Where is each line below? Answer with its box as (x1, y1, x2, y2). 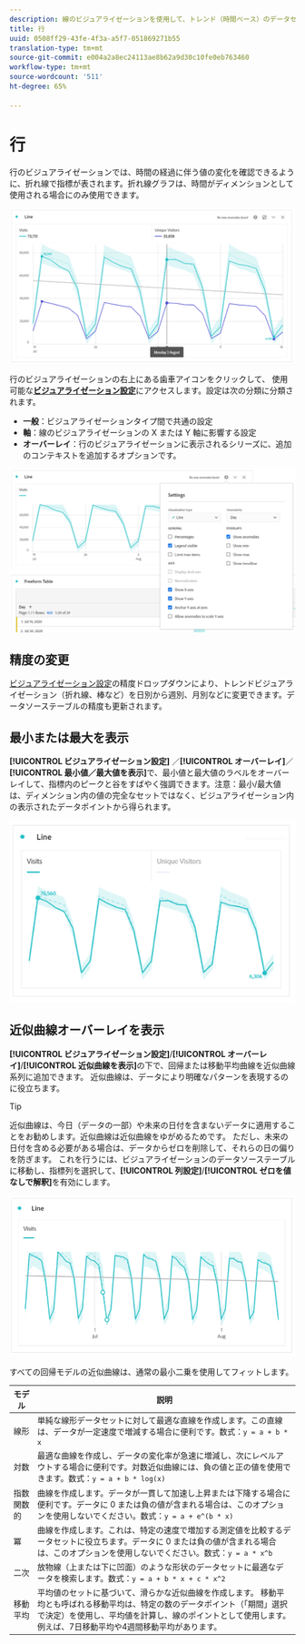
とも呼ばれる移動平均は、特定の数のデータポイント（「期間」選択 (44, 1599, 289, 1609)
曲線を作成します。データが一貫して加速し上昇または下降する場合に (37, 1488, 291, 1498)
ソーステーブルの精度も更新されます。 (25, 701, 168, 711)
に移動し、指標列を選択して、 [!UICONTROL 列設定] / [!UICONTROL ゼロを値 (9, 1165, 292, 1175)
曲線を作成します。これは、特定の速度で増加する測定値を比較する (37, 1524, 283, 1535)
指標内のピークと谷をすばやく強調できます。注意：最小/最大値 (48, 779, 281, 790)
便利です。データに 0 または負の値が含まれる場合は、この (37, 1498, 253, 1509)
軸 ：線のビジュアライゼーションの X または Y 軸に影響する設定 (22, 427, 257, 438)
